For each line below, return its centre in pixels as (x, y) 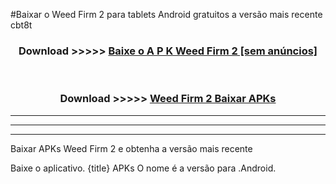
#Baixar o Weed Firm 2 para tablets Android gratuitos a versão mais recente (166, 14)
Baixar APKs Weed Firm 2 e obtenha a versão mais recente (131, 148)
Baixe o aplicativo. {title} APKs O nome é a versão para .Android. (143, 168)
